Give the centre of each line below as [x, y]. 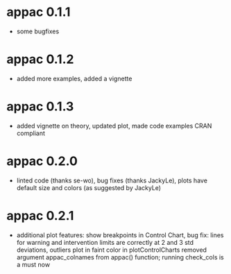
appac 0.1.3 [40, 106]
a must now [33, 264]
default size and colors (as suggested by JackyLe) [88, 187]
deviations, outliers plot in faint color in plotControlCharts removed [112, 250]
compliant [31, 133]
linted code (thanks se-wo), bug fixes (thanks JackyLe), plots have [112, 180]
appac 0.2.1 [40, 215]
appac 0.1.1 [38, 12]
